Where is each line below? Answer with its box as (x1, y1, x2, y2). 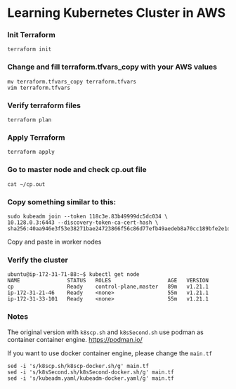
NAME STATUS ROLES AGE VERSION (7, 277, 209, 284)
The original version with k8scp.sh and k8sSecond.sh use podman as (7, 328, 204, 336)
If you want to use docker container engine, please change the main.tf (7, 349, 213, 357)
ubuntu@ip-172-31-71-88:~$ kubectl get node (7, 271, 140, 278)
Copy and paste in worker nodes (7, 237, 102, 246)
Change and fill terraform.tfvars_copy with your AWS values (7, 62, 218, 72)
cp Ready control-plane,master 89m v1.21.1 (7, 283, 209, 291)
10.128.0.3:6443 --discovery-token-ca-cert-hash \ (7, 219, 159, 226)
